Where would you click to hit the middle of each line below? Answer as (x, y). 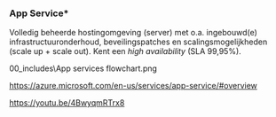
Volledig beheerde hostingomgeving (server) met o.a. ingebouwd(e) (133, 33)
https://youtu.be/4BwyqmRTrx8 (67, 103)
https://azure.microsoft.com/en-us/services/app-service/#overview (133, 86)
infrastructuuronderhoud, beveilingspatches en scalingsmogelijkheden (138, 42)
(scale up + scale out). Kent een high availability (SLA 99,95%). (125, 51)
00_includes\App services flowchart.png (83, 68)
